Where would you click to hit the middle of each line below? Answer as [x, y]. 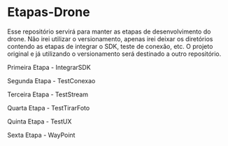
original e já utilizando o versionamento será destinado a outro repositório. [114, 54]
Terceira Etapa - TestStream [48, 94]
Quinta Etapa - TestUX [40, 121]
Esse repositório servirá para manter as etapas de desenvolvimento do [109, 31]
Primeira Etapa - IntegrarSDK [49, 67]
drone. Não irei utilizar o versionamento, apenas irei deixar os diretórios [110, 38]
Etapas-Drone [49, 12]
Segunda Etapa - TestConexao [51, 80]
